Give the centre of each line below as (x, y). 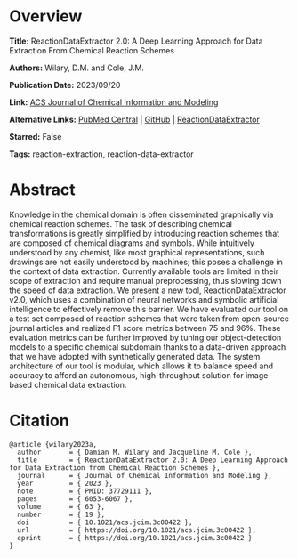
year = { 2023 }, (65, 483)
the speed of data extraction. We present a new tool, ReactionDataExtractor (148, 290)
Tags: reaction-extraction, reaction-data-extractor (101, 154)
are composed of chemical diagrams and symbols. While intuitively (132, 243)
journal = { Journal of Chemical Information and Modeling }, (145, 475)
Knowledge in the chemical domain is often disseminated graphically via (141, 214)
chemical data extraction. (81, 384)
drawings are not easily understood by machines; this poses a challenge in (146, 262)
